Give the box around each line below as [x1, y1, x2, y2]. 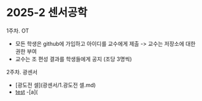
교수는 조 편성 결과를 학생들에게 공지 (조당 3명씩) [15, 55, 132, 62]
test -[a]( [15, 88, 38, 95]
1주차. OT [6, 27, 29, 34]
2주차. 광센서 [6, 68, 38, 75]
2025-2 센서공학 [6, 6, 88, 20]
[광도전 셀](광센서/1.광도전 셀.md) [15, 81, 96, 89]
